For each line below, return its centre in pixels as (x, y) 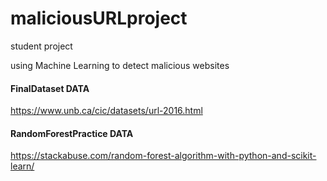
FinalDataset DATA (50, 88)
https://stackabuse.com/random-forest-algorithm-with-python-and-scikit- (163, 156)
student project (41, 46)
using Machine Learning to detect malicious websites (120, 65)
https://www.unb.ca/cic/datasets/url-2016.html (106, 111)
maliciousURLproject (99, 18)
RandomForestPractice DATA (72, 133)
